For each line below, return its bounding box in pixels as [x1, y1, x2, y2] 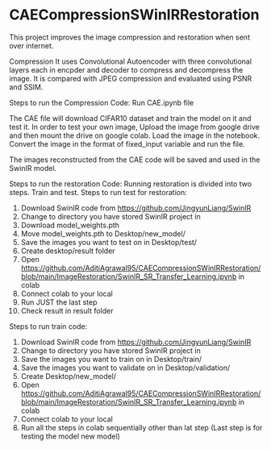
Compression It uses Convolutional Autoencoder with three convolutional [9, 56, 252, 66]
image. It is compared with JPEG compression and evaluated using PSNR [9, 73, 252, 83]
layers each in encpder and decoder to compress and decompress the [9, 64, 244, 74]
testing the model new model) [20, 431, 120, 441]
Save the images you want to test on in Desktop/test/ [20, 237, 197, 247]
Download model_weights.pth [20, 220, 120, 230]
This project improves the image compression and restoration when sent [9, 32, 251, 42]
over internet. [9, 40, 54, 50]
